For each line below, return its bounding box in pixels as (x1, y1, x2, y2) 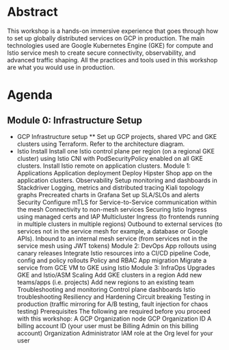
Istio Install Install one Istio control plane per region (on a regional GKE (16, 147, 215, 155)
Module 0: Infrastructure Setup (7, 114, 142, 126)
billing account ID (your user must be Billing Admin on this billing (16, 321, 199, 329)
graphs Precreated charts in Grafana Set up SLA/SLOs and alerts (16, 190, 200, 199)
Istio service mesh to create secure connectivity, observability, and (7, 49, 196, 57)
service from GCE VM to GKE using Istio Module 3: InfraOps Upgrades (16, 263, 215, 271)
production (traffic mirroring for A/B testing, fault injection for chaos (16, 299, 208, 308)
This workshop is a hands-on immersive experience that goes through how (7, 27, 219, 35)
